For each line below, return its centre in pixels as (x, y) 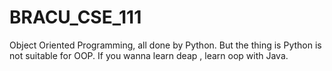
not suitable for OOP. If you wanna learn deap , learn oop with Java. (149, 55)
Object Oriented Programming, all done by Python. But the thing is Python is (165, 45)
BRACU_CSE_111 (75, 17)
